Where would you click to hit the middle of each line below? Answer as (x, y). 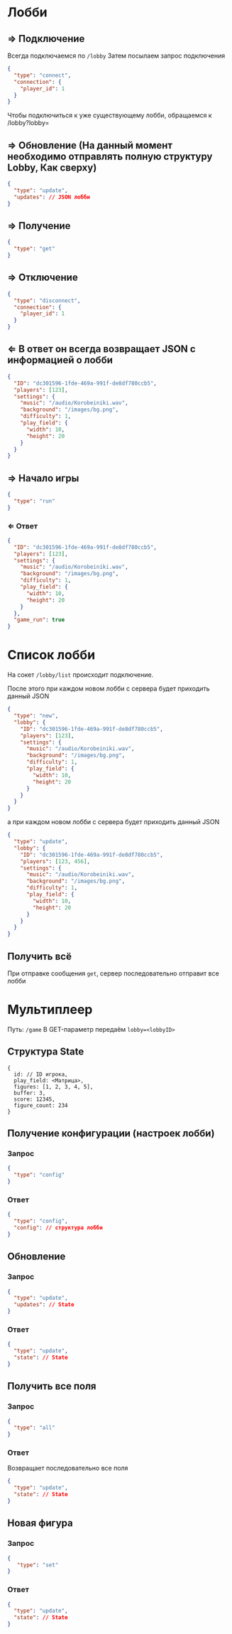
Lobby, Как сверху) (52, 167)
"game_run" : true (39, 620)
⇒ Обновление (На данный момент (90, 145)
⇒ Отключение (43, 278)
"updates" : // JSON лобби (52, 197)
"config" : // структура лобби (58, 1228)
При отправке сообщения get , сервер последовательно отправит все (114, 973)
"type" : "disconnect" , (47, 300)
